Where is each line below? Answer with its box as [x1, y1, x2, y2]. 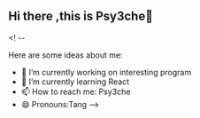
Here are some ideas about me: [8, 50, 123, 60]
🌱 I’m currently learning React [20, 76, 130, 87]
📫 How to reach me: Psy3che [20, 86, 131, 97]
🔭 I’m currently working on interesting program [20, 67, 192, 77]
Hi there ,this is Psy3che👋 [8, 9, 154, 24]
